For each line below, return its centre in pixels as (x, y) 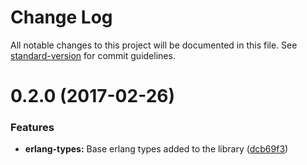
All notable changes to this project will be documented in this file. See (154, 45)
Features (32, 128)
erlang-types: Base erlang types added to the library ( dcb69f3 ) (156, 149)
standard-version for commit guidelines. (93, 55)
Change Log (61, 17)
